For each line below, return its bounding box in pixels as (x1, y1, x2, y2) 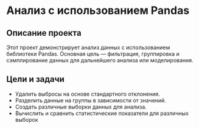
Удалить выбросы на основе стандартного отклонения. (15, 90, 160, 98)
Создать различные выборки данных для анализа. (15, 103, 147, 110)
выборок (15, 116, 38, 123)
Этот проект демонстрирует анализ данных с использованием (6, 44, 170, 51)
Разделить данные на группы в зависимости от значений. (15, 96, 166, 104)
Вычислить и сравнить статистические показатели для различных (15, 110, 189, 117)
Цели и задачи (6, 74, 65, 85)
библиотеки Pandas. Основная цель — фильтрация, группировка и (6, 50, 180, 58)
